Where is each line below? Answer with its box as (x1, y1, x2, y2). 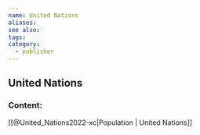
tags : (8, 33, 26, 41)
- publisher (15, 48, 55, 55)
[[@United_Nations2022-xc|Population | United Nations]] (8, 118, 193, 127)
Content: (8, 100, 43, 111)
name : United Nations (8, 11, 79, 20)
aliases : (8, 19, 37, 27)
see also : (8, 26, 41, 34)
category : (8, 41, 41, 48)
